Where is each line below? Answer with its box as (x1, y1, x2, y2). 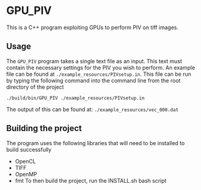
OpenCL (15, 157, 36, 165)
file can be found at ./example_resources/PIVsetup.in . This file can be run (6, 70, 192, 78)
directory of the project (6, 83, 64, 90)
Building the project (6, 123, 82, 134)
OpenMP (15, 171, 38, 178)
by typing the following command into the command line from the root (6, 76, 181, 84)
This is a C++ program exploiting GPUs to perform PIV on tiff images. (6, 24, 179, 31)
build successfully (6, 146, 51, 153)
